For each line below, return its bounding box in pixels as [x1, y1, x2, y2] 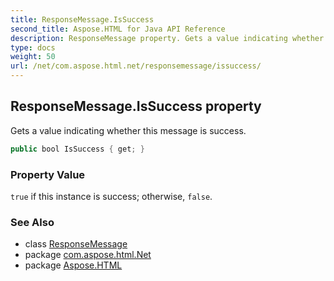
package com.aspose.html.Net [24, 249, 152, 261]
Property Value [10, 167, 86, 181]
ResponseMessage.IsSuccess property [10, 98, 262, 115]
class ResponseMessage [24, 238, 128, 250]
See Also [10, 215, 55, 229]
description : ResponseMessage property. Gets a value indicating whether [10, 33, 325, 43]
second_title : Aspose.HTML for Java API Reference [10, 24, 226, 34]
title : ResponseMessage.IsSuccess [10, 14, 155, 25]
